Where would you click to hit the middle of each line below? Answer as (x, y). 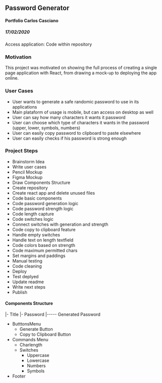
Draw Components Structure (41, 182)
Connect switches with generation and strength (60, 224)
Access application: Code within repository (49, 44)
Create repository (30, 188)
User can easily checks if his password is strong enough (69, 138)
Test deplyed (25, 276)
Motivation (18, 57)
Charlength (31, 345)
